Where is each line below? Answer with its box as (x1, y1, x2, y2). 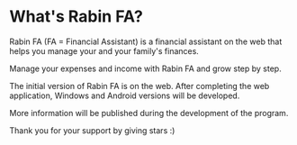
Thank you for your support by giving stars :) (9, 124, 175, 136)
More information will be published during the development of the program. (9, 107, 289, 118)
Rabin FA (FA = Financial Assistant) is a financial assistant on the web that (9, 36, 283, 47)
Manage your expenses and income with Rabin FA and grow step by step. (9, 63, 282, 74)
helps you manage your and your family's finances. (9, 45, 200, 56)
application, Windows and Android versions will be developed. (9, 90, 240, 101)
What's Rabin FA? (9, 6, 144, 27)
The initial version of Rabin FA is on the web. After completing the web (9, 80, 270, 91)
